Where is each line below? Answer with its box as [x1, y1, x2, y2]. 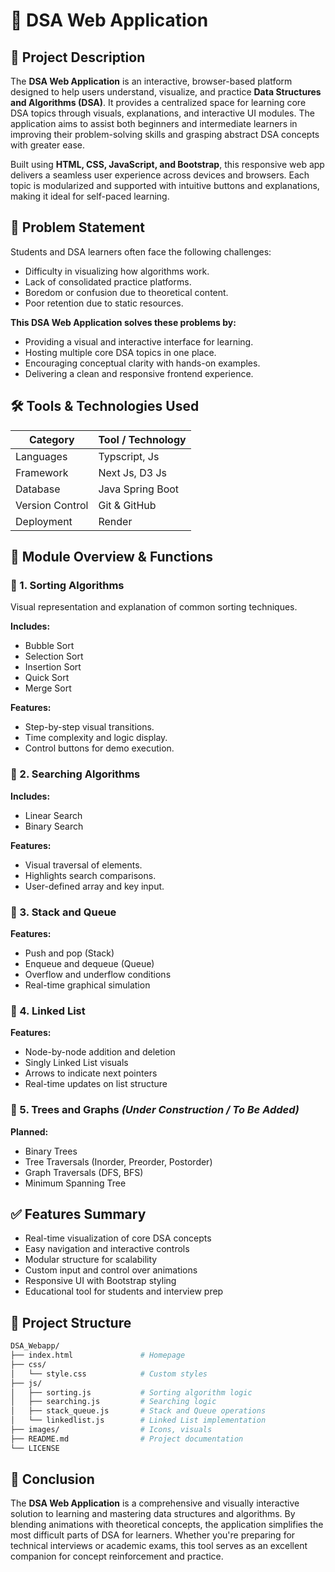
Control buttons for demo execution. [24, 742, 175, 754]
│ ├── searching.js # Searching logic [10, 1397, 217, 1407]
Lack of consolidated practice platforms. [24, 275, 192, 288]
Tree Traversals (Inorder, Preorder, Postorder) [24, 1155, 213, 1168]
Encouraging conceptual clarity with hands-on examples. [24, 357, 261, 369]
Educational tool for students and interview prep [24, 1285, 224, 1298]
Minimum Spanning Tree [24, 1177, 127, 1189]
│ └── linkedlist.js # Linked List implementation [10, 1415, 267, 1426]
